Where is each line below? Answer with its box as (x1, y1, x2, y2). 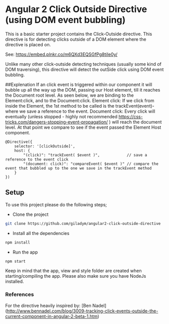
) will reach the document (109, 119, 162, 125)
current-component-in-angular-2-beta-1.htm (5, 313, 98, 319)
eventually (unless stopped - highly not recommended (5, 113, 118, 119)
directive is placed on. (5, 41, 51, 47)
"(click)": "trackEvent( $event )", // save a (23, 152, 147, 157)
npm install (5, 240, 30, 245)
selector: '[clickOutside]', (14, 143, 75, 149)
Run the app (12, 249, 38, 255)
